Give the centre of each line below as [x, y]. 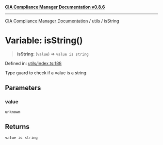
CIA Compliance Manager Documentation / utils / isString [62, 21]
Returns [17, 127]
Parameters [23, 88]
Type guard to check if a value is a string [46, 73]
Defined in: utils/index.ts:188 [33, 63]
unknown [13, 112]
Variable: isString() [44, 40]
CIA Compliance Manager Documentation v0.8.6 [55, 7]
